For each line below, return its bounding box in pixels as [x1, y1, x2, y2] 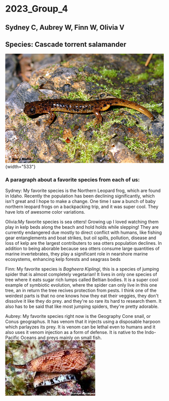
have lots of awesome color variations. [5, 209, 86, 215]
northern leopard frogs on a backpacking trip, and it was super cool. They [5, 204, 158, 210]
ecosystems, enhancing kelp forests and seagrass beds [5, 256, 121, 262]
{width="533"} [5, 163, 36, 169]
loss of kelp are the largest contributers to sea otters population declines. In [5, 240, 162, 246]
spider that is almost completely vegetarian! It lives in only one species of [5, 272, 157, 278]
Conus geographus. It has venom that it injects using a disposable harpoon [5, 318, 161, 325]
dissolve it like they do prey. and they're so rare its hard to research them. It [5, 298, 162, 304]
